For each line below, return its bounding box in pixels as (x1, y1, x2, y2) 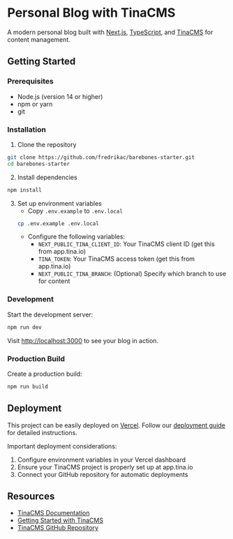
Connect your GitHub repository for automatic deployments (17, 470, 188, 478)
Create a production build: (7, 370, 82, 378)
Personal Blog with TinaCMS (7, 5, 176, 21)
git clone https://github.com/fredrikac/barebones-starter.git (7, 153, 195, 161)
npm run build (7, 383, 49, 390)
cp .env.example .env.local (17, 220, 99, 227)
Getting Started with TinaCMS (17, 516, 103, 524)
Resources (7, 490, 55, 502)
